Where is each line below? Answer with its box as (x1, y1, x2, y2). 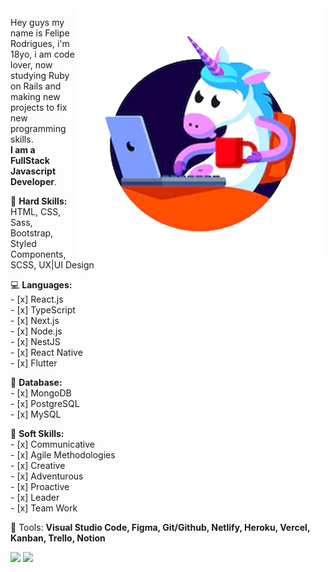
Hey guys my (10, 17, 65, 28)
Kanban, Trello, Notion (10, 532, 106, 544)
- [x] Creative (10, 460, 66, 471)
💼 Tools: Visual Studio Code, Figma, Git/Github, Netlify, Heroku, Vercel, (10, 522, 311, 533)
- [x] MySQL (10, 408, 62, 420)
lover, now (10, 59, 53, 71)
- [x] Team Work (10, 502, 78, 514)
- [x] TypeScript (10, 304, 76, 316)
